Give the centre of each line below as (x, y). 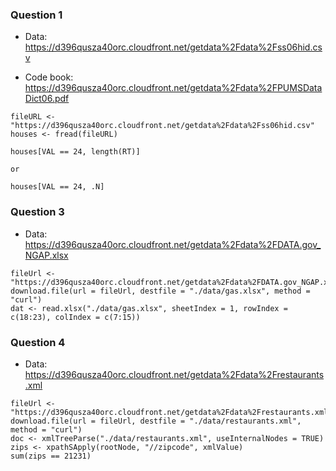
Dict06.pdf (47, 99)
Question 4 (38, 342)
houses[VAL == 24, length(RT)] (75, 152)
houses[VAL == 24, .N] (57, 187)
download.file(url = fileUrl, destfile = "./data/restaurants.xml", (156, 421)
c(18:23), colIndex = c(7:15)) (75, 317)
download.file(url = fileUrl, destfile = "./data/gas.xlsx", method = (160, 291)
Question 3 (37, 212)
